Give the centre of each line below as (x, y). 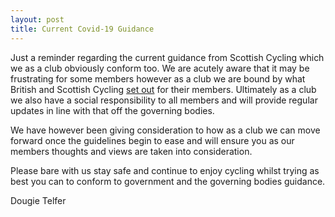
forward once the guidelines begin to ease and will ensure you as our (152, 140)
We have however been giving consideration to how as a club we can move (165, 130)
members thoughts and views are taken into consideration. (131, 151)
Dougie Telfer (38, 200)
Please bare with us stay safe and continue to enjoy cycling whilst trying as (165, 170)
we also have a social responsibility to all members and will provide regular (164, 100)
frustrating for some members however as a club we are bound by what (158, 78)
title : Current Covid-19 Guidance (82, 29)
